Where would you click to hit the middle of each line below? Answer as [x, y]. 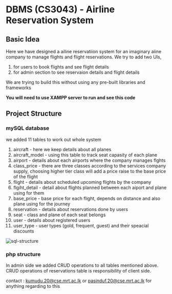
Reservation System [50, 20]
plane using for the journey [42, 204]
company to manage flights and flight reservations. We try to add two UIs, [84, 57]
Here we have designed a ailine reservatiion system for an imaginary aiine [84, 51]
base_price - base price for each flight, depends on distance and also [87, 198]
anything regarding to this [33, 286]
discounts [24, 231]
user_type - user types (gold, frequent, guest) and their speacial [81, 225]
